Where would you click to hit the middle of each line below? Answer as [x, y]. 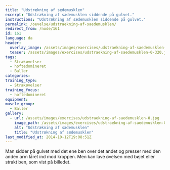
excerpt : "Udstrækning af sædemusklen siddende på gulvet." [70, 15]
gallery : [14, 114]
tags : [11, 57]
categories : [18, 76]
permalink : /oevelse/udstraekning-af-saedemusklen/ [61, 24]
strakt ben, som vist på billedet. [38, 162]
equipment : [17, 99]
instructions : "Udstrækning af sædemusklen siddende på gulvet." [75, 19]
